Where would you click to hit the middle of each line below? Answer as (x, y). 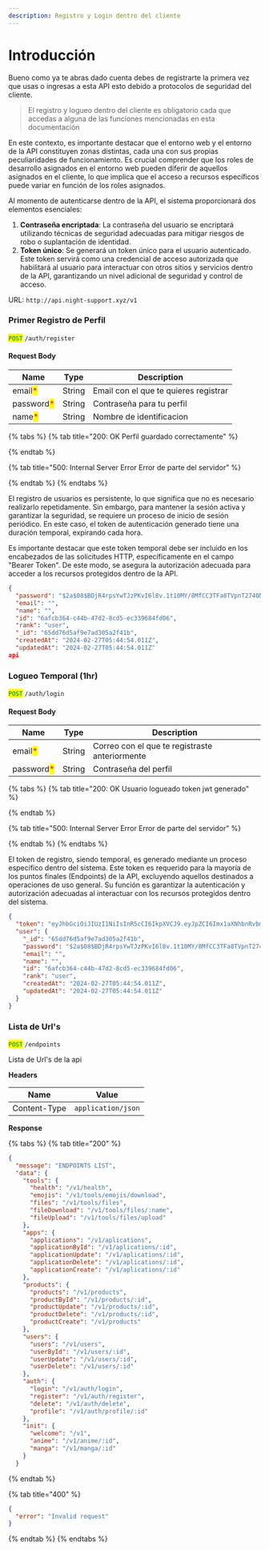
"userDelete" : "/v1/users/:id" (82, 1367)
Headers (23, 1074)
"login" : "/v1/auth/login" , (76, 1389)
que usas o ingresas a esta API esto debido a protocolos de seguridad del (130, 86)
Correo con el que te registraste (153, 746)
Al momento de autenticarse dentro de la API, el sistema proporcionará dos (132, 200)
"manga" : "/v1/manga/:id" (72, 1449)
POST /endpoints (35, 1044)
